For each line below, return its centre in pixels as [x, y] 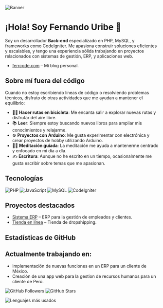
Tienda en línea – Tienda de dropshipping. [54, 222]
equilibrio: [15, 103]
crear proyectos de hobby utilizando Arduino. [57, 140]
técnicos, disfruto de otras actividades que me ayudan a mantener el [74, 98]
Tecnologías [24, 178]
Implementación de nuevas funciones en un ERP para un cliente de [79, 266]
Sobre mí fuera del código [45, 81]
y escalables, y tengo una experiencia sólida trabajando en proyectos [75, 51]
